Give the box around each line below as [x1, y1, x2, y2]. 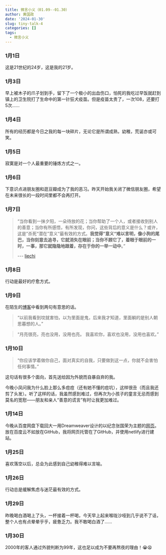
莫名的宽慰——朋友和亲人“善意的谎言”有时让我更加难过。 [5, 397, 122, 403]
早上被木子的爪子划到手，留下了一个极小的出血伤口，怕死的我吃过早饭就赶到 [5, 90, 161, 96]
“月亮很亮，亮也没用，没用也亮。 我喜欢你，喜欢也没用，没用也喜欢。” [17, 332, 159, 337]
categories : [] [5, 26, 37, 31]
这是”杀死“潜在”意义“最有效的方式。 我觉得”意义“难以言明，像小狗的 [17, 230, 156, 236]
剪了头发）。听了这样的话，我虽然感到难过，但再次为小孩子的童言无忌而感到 [5, 390, 159, 396]
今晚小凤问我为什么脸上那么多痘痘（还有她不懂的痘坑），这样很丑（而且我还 [5, 385, 159, 390]
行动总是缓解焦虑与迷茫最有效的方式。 [5, 487, 83, 493]
